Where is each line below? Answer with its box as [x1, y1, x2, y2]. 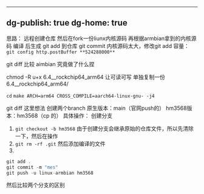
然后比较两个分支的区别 [6, 181, 65, 189]
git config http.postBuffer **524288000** [6, 49, 115, 55]
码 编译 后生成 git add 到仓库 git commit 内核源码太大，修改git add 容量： [6, 42, 189, 49]
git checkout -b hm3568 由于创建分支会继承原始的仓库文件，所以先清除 [15, 125, 194, 132]
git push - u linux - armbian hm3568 [6, 170, 94, 176]
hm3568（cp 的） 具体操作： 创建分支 [16, 112, 113, 119]
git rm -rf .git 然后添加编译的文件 [15, 140, 106, 147]
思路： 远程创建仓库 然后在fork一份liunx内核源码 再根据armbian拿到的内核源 [6, 35, 197, 42]
